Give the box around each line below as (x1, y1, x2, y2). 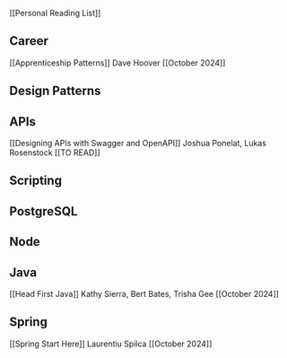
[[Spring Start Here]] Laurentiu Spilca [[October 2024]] (9, 338, 213, 349)
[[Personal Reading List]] (9, 8, 101, 18)
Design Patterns (9, 83, 101, 99)
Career (9, 33, 49, 48)
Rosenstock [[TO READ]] (9, 147, 100, 158)
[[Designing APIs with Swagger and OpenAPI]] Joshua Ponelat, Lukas (9, 138, 267, 149)
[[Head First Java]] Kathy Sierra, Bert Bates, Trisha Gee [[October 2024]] (9, 289, 280, 299)
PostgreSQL (9, 204, 78, 219)
